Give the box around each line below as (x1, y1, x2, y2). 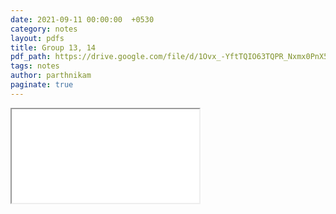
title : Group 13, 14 (10, 42, 97, 53)
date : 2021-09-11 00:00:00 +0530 (10, 14, 155, 25)
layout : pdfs (10, 33, 65, 43)
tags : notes (10, 61, 60, 71)
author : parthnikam (10, 71, 92, 81)
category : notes (10, 24, 78, 34)
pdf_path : (10, 52, 52, 62)
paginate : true (10, 80, 74, 90)
